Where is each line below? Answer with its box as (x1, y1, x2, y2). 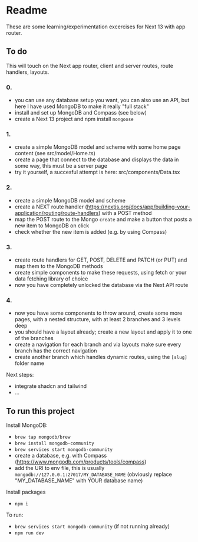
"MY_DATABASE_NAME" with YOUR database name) (14, 477, 143, 484)
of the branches (14, 335, 54, 342)
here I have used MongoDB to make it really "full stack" (14, 103, 149, 110)
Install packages (6, 488, 46, 496)
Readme (6, 4, 48, 17)
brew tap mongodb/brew (14, 435, 71, 440)
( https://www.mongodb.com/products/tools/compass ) (14, 458, 147, 465)
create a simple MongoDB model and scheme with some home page (14, 143, 181, 151)
